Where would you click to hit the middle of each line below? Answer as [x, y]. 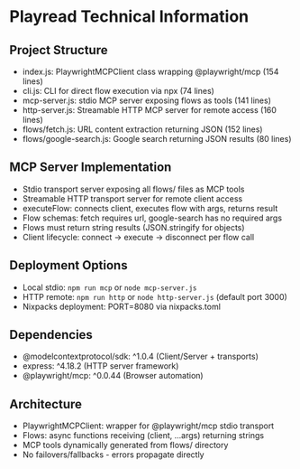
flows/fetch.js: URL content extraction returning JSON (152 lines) [142, 129]
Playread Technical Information [129, 17]
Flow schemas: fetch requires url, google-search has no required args [152, 218]
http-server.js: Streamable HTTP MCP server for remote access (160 [150, 110]
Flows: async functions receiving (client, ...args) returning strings [143, 436]
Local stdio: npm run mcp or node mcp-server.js [109, 287]
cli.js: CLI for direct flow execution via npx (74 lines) [118, 91]
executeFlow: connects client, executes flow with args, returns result [150, 208]
